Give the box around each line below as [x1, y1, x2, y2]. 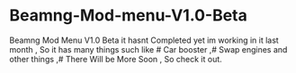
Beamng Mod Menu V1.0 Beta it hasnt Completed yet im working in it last [9, 35, 279, 45]
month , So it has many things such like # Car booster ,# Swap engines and [9, 44, 288, 54]
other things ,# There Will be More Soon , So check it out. [9, 53, 222, 64]
